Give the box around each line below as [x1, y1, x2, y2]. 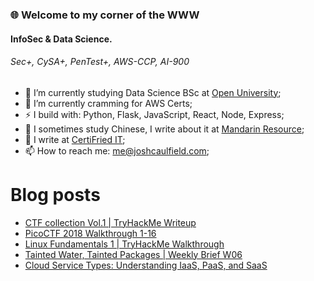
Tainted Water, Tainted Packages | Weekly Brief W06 [24, 248, 243, 260]
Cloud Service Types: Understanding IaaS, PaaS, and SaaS [24, 259, 268, 271]
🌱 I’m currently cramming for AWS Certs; [24, 97, 193, 109]
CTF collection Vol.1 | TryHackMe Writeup [24, 216, 197, 228]
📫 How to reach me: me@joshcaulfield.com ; [24, 144, 210, 157]
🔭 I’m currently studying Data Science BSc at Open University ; [24, 86, 282, 98]
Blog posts [10, 183, 101, 206]
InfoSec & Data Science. [10, 33, 113, 45]
